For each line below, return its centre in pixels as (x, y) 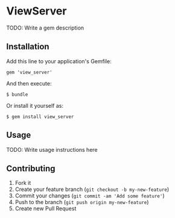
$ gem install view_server (40, 117)
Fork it (23, 183)
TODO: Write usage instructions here (52, 149)
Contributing (31, 168)
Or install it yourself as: (35, 105)
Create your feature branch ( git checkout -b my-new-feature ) (92, 189)
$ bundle (17, 95)
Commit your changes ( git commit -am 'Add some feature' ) (90, 196)
